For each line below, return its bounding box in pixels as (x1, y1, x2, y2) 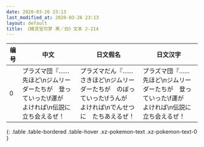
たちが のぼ (92, 85, 129, 94)
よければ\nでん (80, 103, 123, 112)
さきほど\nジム (80, 76, 123, 85)
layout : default (6, 20, 47, 26)
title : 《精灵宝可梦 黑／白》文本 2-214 (6, 25, 99, 32)
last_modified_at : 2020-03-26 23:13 (6, 15, 99, 21)
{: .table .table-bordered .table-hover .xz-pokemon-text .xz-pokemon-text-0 (6, 128, 197, 136)
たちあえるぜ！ (92, 113, 135, 121)
